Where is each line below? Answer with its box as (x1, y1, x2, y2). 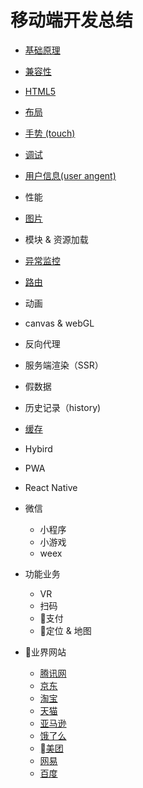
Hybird (24, 442, 53, 455)
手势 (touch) (24, 127, 76, 139)
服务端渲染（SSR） (24, 359, 104, 371)
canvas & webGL (24, 317, 95, 329)
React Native (24, 481, 78, 493)
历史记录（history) (24, 401, 102, 413)
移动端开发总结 (10, 9, 134, 32)
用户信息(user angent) (24, 169, 117, 181)
